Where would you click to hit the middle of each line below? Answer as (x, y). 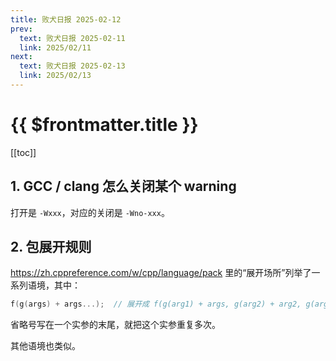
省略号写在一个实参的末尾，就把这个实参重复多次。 (115, 325)
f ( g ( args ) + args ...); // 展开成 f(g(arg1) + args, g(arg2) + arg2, (156, 304)
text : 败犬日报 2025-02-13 (72, 66)
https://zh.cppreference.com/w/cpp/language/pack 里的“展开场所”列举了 (161, 273)
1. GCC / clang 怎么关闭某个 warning (123, 186)
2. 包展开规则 (51, 247)
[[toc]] (23, 152)
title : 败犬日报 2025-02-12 (66, 19)
